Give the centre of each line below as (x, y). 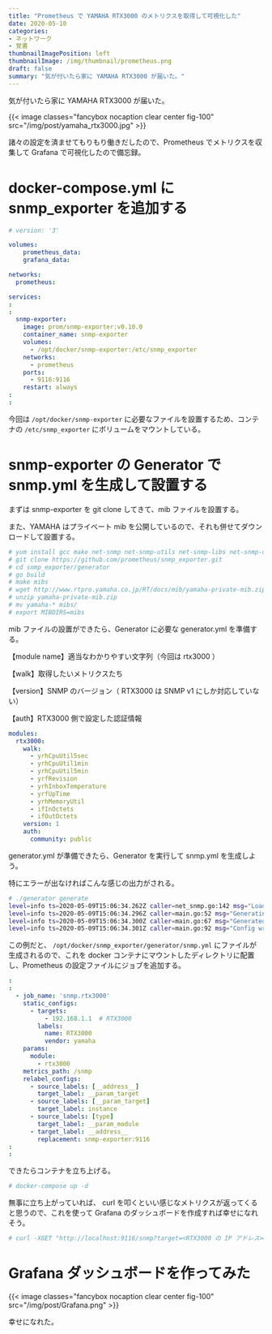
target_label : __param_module (88, 1124)
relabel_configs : (52, 1079)
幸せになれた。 (33, 1321)
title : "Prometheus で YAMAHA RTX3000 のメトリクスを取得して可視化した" (125, 16)
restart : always (51, 387)
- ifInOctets (52, 809)
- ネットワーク (30, 39)
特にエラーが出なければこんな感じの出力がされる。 (93, 883)
